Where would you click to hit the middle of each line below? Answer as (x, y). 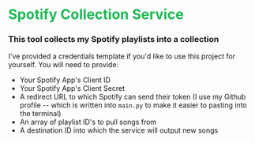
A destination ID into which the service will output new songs (119, 130)
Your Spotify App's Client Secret (72, 88)
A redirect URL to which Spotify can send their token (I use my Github (133, 97)
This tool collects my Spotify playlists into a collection (114, 40)
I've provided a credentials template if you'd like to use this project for (122, 56)
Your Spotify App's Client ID (65, 80)
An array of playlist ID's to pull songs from (88, 122)
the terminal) (40, 114)
